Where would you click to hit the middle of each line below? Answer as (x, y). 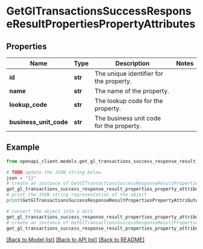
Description (132, 63)
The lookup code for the (129, 101)
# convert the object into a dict (50, 211)
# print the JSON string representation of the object (77, 195)
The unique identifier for (129, 74)
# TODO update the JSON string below (54, 172)
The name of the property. (132, 91)
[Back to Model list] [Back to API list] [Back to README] (76, 240)
